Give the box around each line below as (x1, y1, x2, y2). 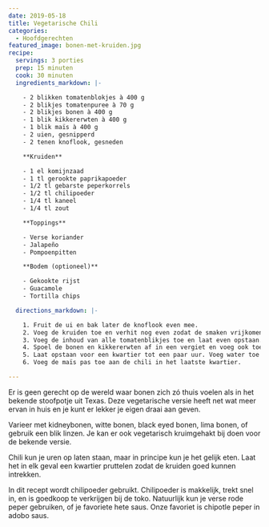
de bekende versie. (8, 436, 72, 446)
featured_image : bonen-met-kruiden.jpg (8, 42, 142, 50)
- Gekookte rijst (22, 278, 81, 286)
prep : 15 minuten (15, 64, 74, 72)
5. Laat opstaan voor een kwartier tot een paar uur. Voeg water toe (22, 351, 260, 359)
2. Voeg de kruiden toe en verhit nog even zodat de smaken (22, 328, 227, 337)
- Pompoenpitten (22, 248, 78, 257)
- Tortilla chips (22, 292, 81, 300)
